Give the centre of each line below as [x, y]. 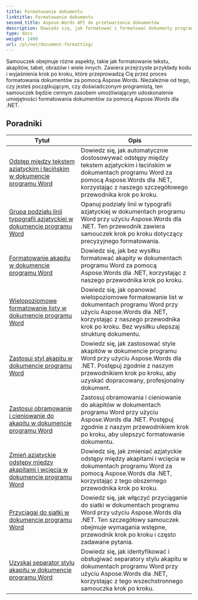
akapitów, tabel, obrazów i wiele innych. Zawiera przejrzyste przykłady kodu [99, 67]
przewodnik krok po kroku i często [128, 535]
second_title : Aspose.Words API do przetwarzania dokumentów [83, 22]
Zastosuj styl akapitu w [41, 358]
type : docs [19, 34]
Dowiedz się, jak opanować [118, 290]
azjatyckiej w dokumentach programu [133, 211]
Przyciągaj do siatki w [39, 512]
